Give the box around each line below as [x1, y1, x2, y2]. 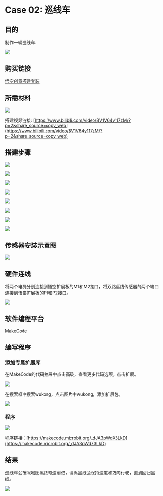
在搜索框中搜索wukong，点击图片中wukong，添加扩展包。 [5, 391, 123, 397]
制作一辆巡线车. [5, 40, 37, 45]
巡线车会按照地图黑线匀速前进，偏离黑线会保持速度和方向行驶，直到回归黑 [5, 470, 155, 475]
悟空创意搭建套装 [5, 78, 40, 84]
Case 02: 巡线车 [5, 4, 70, 16]
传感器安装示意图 [5, 241, 57, 249]
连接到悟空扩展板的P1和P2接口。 [5, 290, 71, 296]
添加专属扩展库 [5, 359, 41, 366]
